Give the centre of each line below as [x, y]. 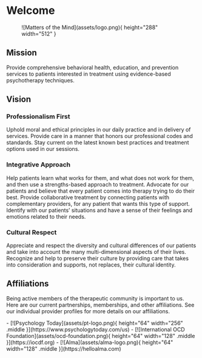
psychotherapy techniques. [40, 80]
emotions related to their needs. [46, 216]
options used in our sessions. [43, 149]
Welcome [31, 11]
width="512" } [39, 33]
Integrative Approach [39, 165]
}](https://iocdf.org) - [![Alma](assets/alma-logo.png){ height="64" [90, 342]
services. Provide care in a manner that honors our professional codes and [99, 136]
